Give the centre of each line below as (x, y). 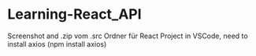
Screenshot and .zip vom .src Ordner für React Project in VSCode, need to (128, 36)
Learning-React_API (75, 14)
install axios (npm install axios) (57, 44)
